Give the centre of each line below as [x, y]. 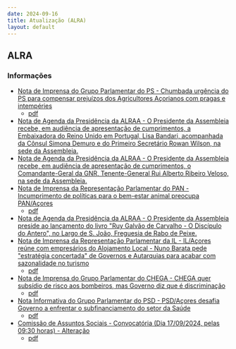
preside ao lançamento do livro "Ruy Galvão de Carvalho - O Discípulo [119, 226]
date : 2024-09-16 [33, 14]
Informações [30, 75]
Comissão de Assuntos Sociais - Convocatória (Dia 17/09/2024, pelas [118, 323]
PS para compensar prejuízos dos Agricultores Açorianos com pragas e [122, 99]
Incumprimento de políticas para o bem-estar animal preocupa [108, 196]
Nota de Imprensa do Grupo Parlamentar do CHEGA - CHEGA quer [114, 278]
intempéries [35, 106]
